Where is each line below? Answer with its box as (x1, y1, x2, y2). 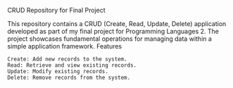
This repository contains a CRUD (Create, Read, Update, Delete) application (7, 20, 227, 27)
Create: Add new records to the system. (7, 56, 128, 63)
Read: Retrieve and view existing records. (7, 62, 137, 69)
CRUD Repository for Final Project (7, 6, 106, 14)
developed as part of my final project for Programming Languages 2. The (7, 27, 220, 35)
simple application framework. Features (7, 42, 122, 50)
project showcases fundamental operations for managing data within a (7, 34, 213, 43)
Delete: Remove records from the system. (7, 74, 131, 81)
